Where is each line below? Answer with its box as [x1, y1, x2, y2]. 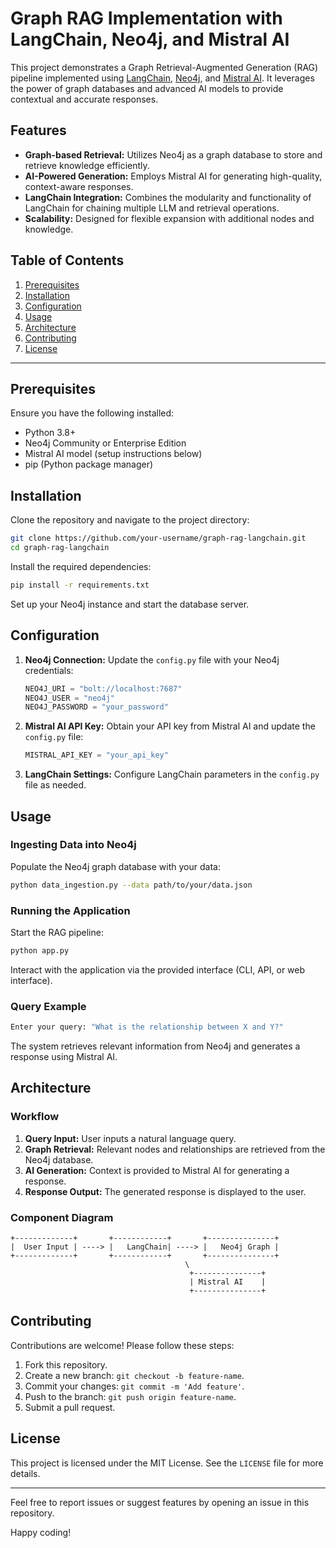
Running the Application [10, 903, 131, 917]
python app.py [10, 945, 70, 956]
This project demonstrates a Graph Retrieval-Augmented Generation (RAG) [10, 61, 319, 73]
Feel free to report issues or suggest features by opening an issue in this [10, 1496, 310, 1508]
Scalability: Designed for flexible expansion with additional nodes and [24, 212, 315, 224]
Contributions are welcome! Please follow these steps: [10, 1339, 235, 1351]
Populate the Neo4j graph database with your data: [10, 860, 221, 872]
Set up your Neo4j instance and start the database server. [10, 598, 250, 610]
